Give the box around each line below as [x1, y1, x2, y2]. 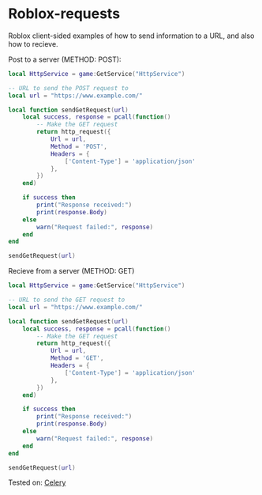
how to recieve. [8, 39, 58, 48]
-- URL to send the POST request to [8, 84, 129, 92]
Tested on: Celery [8, 478, 66, 487]
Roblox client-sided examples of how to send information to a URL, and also [8, 31, 255, 40]
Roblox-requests [8, 5, 121, 23]
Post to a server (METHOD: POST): [8, 55, 122, 64]
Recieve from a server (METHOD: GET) [8, 266, 135, 276]
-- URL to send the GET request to [8, 296, 125, 304]
